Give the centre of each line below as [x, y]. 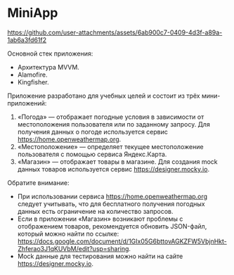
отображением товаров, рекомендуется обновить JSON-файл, [112, 226]
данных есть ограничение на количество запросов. [95, 211]
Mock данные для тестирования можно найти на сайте [100, 256]
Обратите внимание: [38, 183]
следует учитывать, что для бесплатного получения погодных [111, 204]
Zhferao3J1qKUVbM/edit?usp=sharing [73, 248]
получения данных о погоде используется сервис [93, 132]
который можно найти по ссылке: [68, 234]
